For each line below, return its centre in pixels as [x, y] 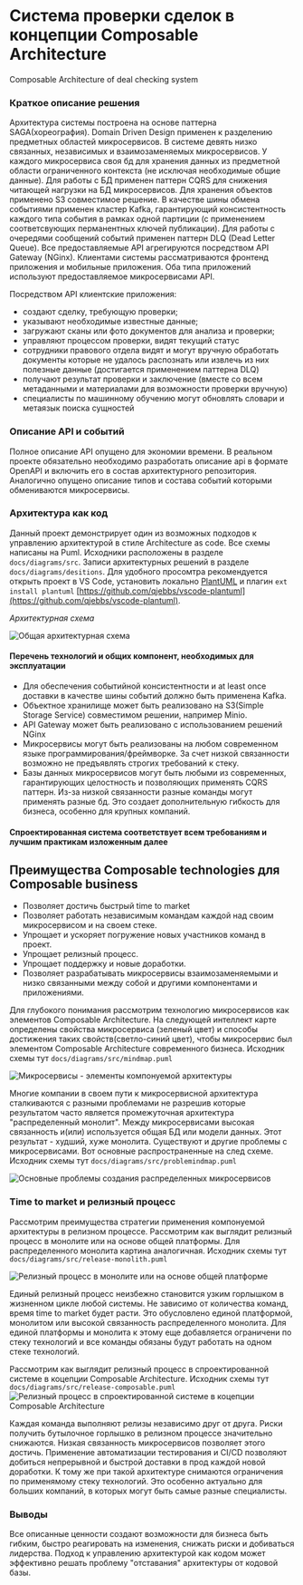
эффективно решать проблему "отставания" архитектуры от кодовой [144, 1563]
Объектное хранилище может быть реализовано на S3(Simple [143, 706]
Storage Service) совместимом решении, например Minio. [135, 715]
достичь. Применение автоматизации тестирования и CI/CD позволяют [148, 1452]
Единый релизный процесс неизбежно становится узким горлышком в [147, 1293]
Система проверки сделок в [122, 16]
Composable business [74, 884]
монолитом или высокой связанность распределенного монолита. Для [148, 1322]
